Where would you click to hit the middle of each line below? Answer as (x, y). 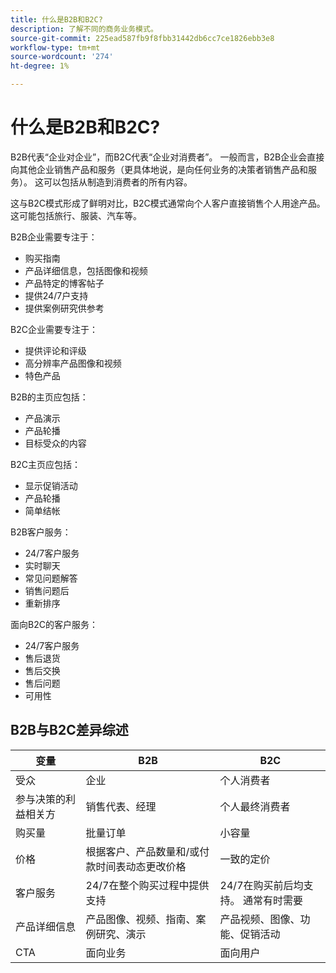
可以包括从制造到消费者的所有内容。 (118, 182)
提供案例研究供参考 (64, 308)
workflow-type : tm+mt (55, 47)
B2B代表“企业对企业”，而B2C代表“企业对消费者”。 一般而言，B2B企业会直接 (167, 157)
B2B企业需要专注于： (54, 237)
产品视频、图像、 (260, 919)
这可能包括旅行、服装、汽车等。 (76, 215)
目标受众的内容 (55, 443)
